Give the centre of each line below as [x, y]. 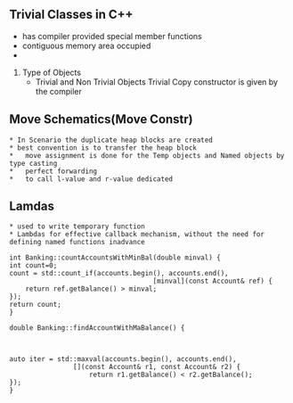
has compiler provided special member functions [112, 36]
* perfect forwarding [53, 171]
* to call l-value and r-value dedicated [91, 179]
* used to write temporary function [77, 226]
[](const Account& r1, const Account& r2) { [157, 367]
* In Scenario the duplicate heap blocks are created [111, 140]
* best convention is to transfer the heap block [103, 148]
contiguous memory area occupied [86, 45]
